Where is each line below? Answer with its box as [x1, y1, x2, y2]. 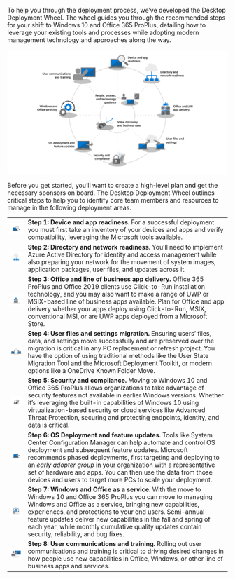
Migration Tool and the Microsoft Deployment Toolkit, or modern [27, 359, 212, 367]
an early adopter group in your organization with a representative [27, 461, 215, 469]
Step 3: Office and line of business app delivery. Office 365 [27, 275, 204, 283]
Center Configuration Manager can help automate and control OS [27, 438, 215, 447]
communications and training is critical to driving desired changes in [27, 547, 224, 555]
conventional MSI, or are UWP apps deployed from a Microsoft [27, 312, 208, 320]
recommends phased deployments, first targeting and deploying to [27, 453, 220, 461]
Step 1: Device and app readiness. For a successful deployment [27, 218, 215, 226]
